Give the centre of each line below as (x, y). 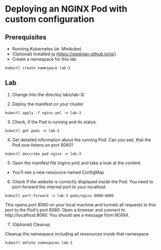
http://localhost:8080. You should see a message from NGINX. (67, 215)
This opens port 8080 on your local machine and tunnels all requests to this (80, 204)
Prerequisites (26, 37)
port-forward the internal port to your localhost (59, 187)
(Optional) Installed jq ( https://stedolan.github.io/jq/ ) (64, 54)
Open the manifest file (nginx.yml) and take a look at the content (76, 163)
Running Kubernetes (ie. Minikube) (47, 49)
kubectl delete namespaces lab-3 (39, 243)
